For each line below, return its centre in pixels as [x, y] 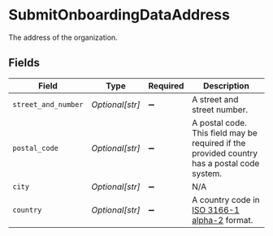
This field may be [225, 133]
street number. [220, 109]
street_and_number [48, 104]
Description [226, 85]
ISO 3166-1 [216, 210]
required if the [219, 143]
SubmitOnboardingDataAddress [119, 15]
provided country [225, 153]
